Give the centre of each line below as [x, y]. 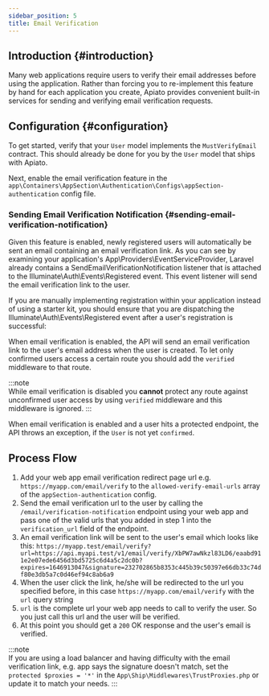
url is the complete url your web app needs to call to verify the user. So [138, 608]
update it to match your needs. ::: [63, 684]
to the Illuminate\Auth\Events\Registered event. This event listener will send [133, 276]
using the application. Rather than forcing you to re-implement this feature [131, 84]
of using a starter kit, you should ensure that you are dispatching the [121, 309]
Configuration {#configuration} [88, 126]
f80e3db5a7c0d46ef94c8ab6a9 [67, 575]
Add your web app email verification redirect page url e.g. [115, 478]
